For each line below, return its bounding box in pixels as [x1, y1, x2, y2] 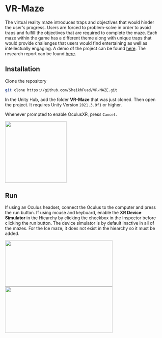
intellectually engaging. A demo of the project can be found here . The [5, 45, 146, 51]
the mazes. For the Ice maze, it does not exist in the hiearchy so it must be [5, 225, 156, 232]
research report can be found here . [5, 50, 76, 57]
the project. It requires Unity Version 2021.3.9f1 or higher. [5, 101, 122, 107]
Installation [5, 65, 40, 73]
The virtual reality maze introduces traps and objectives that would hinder [5, 19, 155, 25]
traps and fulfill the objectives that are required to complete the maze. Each [5, 30, 158, 35]
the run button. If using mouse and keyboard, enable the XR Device [5, 210, 141, 216]
